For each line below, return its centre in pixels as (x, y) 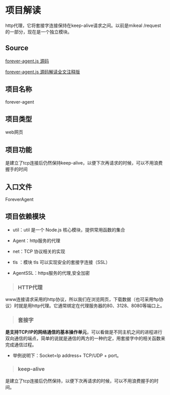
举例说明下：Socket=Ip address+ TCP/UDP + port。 (67, 355)
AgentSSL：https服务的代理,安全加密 (51, 273)
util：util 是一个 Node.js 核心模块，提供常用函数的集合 (69, 229)
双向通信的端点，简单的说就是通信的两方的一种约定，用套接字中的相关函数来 (85, 339)
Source (17, 48)
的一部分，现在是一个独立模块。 (39, 31)
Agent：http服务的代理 (37, 240)
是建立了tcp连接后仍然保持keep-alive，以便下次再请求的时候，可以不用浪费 (84, 163)
